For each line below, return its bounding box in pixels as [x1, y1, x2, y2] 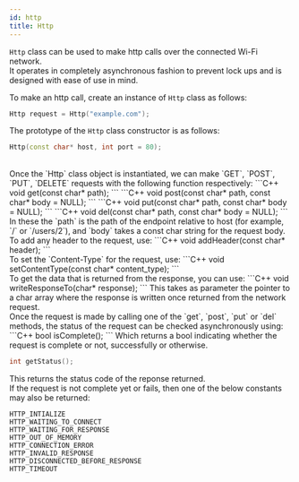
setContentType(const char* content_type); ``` [9, 263, 180, 274]
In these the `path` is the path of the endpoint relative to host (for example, [9, 216, 285, 227]
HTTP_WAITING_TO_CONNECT [9, 417, 102, 426]
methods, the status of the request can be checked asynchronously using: [9, 321, 284, 331]
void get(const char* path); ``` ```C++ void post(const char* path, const [9, 187, 271, 198]
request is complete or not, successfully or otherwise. [9, 340, 209, 350]
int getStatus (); [9, 357, 74, 366]
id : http [9, 13, 42, 22]
